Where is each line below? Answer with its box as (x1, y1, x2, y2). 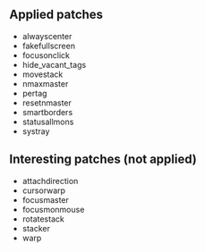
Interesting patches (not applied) (9, 152, 197, 167)
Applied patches (9, 7, 104, 22)
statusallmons (21, 116, 74, 127)
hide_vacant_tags (21, 59, 87, 70)
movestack (21, 69, 64, 80)
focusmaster (21, 194, 70, 205)
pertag (21, 88, 47, 98)
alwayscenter (21, 30, 73, 41)
